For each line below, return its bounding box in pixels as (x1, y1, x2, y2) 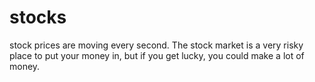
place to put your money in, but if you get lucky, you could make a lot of (9, 49, 305, 61)
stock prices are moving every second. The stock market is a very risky (9, 39, 304, 51)
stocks (9, 6, 67, 29)
